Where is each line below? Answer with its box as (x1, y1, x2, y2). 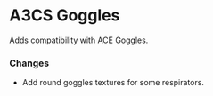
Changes (9, 57, 50, 69)
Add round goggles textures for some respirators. (21, 77, 205, 88)
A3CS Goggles (9, 5, 120, 26)
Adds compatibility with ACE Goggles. (9, 35, 149, 45)
